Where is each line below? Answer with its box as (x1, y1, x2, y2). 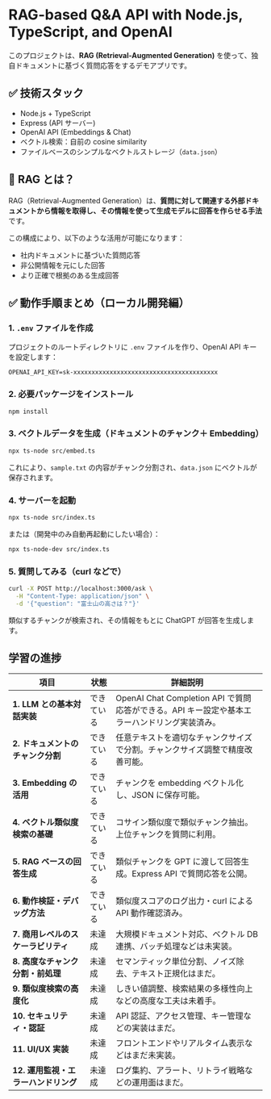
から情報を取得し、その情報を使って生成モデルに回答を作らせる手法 (35, 206, 263, 215)
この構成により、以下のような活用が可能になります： (8, 232, 186, 243)
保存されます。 (8, 472, 58, 482)
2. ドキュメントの (12, 738, 79, 750)
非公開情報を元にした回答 (19, 260, 106, 270)
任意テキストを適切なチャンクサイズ (115, 732, 252, 743)
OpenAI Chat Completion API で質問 (115, 692, 252, 704)
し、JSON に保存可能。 (115, 789, 205, 800)
